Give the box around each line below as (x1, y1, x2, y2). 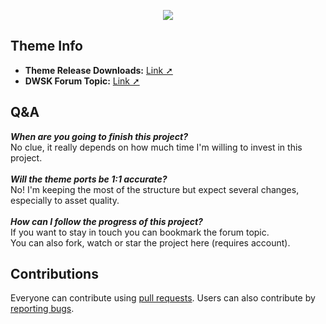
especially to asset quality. (10, 194, 120, 206)
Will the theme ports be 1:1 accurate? (10, 173, 168, 185)
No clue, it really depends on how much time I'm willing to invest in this (10, 141, 303, 153)
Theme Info (10, 38, 84, 55)
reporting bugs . (10, 303, 75, 315)
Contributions (10, 266, 99, 283)
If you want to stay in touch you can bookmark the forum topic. (10, 226, 270, 238)
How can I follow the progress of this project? (10, 215, 203, 227)
